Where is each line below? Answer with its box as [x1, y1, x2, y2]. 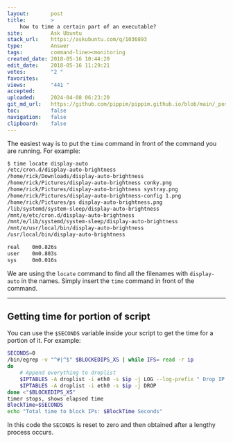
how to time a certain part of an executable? [19, 23, 157, 30]
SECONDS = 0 [7, 350, 36, 357]
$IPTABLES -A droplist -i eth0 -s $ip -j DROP [19, 382, 157, 389]
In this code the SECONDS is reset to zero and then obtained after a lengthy [7, 421, 216, 429]
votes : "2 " [7, 68, 64, 75]
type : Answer [7, 42, 70, 49]
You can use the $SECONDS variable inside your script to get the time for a [7, 329, 214, 337]
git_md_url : [7, 101, 42, 108]
